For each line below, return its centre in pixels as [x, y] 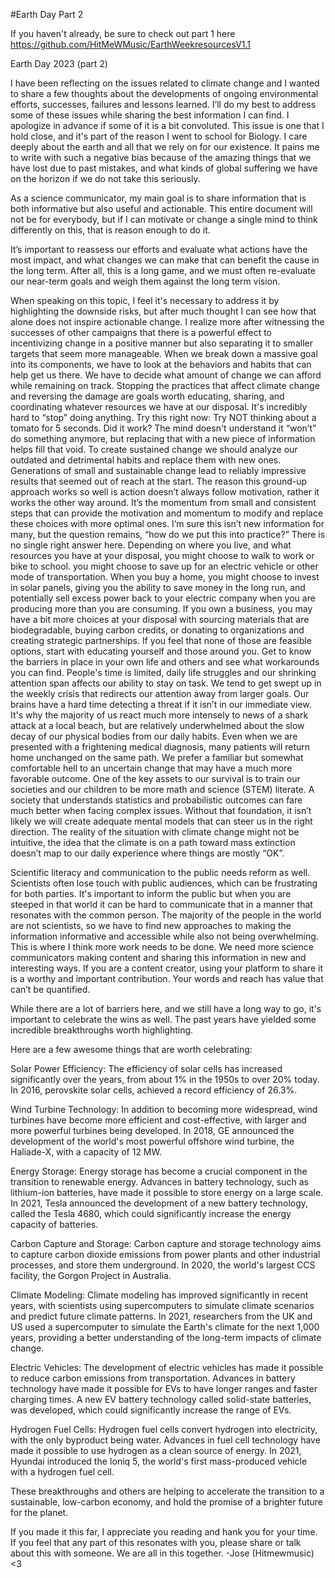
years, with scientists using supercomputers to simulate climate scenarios [162, 1305]
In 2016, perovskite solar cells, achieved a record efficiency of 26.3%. [154, 1090]
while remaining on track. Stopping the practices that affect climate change [165, 385]
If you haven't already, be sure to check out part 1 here [123, 33]
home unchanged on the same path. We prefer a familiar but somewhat [157, 757]
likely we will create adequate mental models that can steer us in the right [161, 821]
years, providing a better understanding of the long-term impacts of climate [166, 1337]
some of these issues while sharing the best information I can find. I [150, 115]
